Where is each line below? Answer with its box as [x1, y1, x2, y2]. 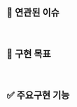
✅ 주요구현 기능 [6, 89, 70, 101]
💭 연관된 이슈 [6, 6, 60, 19]
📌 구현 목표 [6, 48, 52, 60]
